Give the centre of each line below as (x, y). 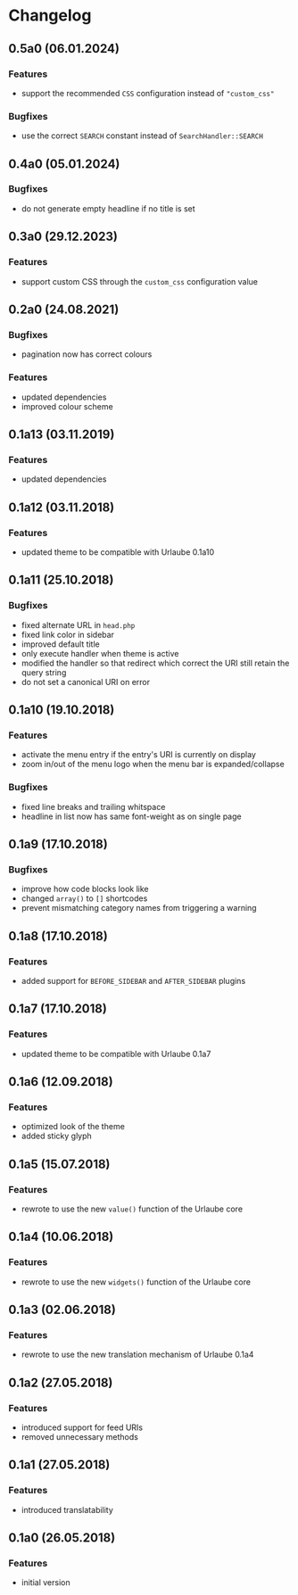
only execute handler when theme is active (100, 653)
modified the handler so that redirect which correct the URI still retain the (155, 663)
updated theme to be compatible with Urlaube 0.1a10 (118, 552)
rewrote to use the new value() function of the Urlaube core (132, 1209)
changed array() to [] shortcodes (84, 898)
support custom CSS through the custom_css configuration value (140, 281)
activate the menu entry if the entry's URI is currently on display (138, 755)
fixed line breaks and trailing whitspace (93, 806)
